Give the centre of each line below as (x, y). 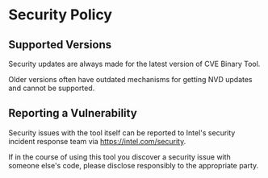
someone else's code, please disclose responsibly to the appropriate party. (134, 165)
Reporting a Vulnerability (73, 113)
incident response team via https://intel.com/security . (97, 141)
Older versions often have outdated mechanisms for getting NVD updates (130, 79)
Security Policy (61, 15)
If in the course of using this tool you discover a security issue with (120, 157)
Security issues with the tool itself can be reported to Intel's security (122, 132)
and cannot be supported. (52, 88)
